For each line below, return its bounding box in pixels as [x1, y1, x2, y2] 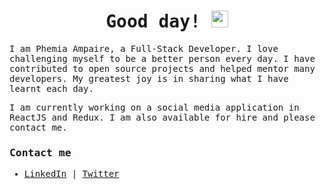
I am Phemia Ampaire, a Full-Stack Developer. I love [9, 43, 279, 54]
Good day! [105, 11, 201, 33]
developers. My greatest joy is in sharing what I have [9, 73, 289, 84]
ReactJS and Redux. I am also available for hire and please [9, 111, 316, 123]
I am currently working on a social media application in [9, 101, 300, 113]
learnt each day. [9, 83, 94, 94]
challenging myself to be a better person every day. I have [9, 53, 316, 64]
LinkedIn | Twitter [23, 168, 120, 180]
